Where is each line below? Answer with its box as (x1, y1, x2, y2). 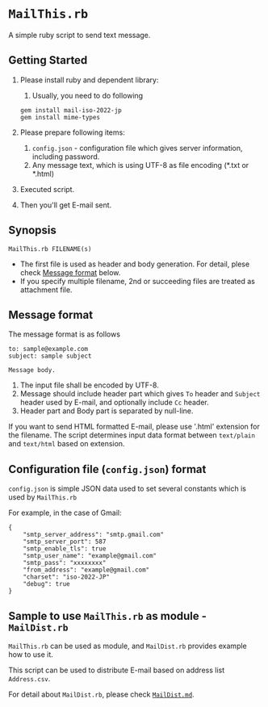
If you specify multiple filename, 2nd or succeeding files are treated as (19, 276, 256, 286)
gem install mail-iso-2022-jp (19, 106, 123, 115)
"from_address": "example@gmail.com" (23, 566, 150, 575)
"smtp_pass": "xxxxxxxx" (23, 559, 107, 567)
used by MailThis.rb (8, 492, 77, 502)
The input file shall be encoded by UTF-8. (19, 380, 159, 390)
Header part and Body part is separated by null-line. (19, 406, 194, 416)
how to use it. (8, 650, 54, 659)
